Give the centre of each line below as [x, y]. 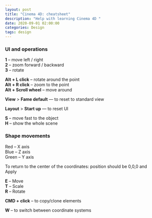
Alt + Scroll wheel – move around [39, 90]
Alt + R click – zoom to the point [37, 85]
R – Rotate [15, 191]
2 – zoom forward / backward [34, 65]
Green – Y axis [19, 157]
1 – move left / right [24, 60]
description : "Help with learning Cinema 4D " [53, 18]
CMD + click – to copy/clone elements [43, 200]
